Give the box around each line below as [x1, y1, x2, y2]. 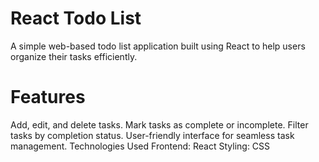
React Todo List [10, 7, 142, 30]
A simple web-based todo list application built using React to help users [10, 40, 306, 52]
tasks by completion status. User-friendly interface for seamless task [10, 129, 295, 141]
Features [10, 86, 86, 109]
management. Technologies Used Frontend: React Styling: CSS [10, 140, 271, 152]
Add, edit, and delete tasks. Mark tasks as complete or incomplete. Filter [10, 118, 309, 131]
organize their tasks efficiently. [10, 50, 138, 62]
